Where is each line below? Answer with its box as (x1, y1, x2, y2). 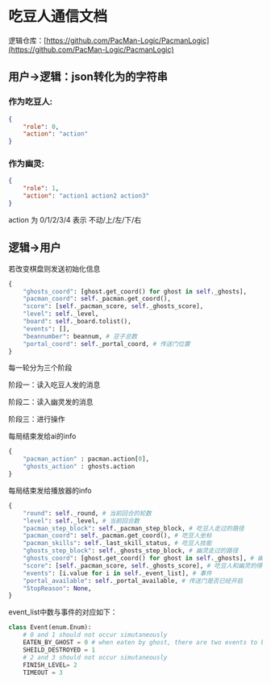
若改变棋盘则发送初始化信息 (8, 264, 101, 273)
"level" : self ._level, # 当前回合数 (23, 517, 140, 525)
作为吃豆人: (8, 96, 53, 107)
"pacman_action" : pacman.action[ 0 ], (23, 455, 150, 464)
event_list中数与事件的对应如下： (8, 607, 119, 617)
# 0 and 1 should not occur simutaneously (23, 631, 168, 639)
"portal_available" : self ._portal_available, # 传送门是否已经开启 (23, 577, 244, 585)
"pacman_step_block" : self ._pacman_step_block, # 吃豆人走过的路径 (23, 524, 244, 532)
